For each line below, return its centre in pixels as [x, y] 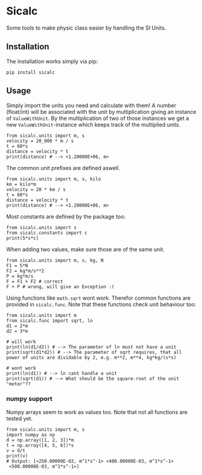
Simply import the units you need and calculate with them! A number [91, 105]
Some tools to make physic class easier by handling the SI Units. [86, 28]
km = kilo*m [21, 184]
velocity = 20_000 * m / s [40, 141]
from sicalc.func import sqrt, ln [50, 321]
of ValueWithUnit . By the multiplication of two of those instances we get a [98, 118]
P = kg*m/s [20, 276]
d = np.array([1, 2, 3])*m [40, 440]
